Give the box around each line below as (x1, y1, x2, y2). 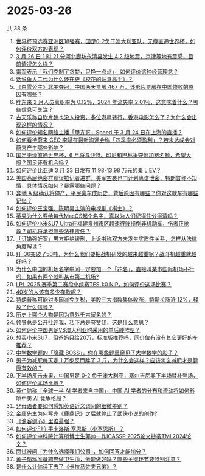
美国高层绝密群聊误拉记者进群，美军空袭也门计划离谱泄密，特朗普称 (15, 174, 187, 181)
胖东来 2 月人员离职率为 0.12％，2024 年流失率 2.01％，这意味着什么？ (15, 98, 193, 105)
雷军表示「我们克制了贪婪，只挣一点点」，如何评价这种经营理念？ (15, 67, 179, 75)
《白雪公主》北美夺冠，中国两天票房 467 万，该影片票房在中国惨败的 (15, 83, 189, 90)
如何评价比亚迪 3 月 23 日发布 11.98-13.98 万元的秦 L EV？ (15, 167, 162, 174)
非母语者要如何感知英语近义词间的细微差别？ (15, 402, 128, 409)
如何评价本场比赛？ (15, 379, 64, 387)
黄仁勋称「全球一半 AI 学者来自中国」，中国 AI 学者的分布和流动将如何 (15, 387, 190, 394)
